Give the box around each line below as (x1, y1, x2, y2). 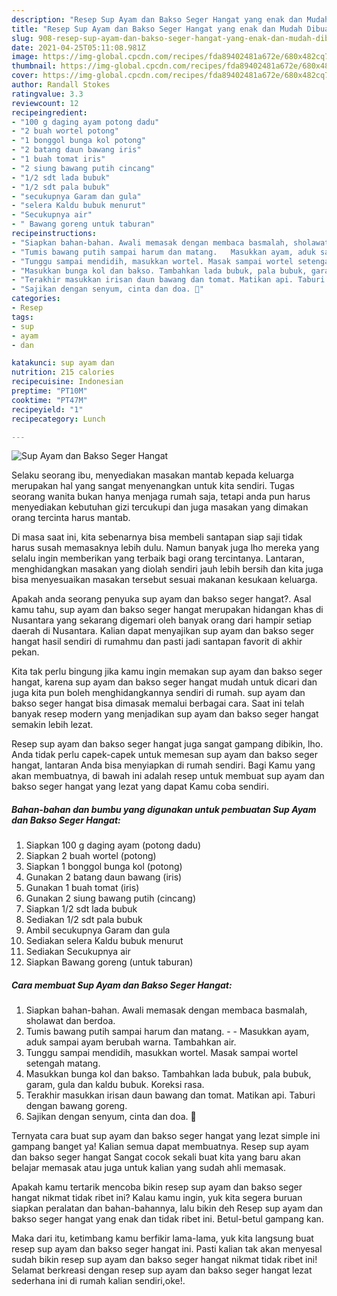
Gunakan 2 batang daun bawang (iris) (25, 871, 183, 883)
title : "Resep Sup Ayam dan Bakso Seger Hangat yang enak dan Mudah (11, 24, 303, 34)
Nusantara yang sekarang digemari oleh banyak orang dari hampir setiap (11, 614, 313, 626)
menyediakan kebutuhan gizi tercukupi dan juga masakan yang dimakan (11, 501, 309, 513)
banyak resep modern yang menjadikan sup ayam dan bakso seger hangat (11, 708, 319, 720)
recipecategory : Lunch (11, 414, 106, 424)
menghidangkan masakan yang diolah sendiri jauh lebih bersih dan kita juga (11, 563, 324, 575)
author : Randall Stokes (11, 80, 111, 90)
